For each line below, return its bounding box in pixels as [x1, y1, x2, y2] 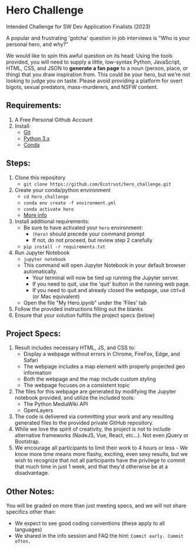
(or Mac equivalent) [32, 293, 80, 300]
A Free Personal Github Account [14, 116, 93, 123]
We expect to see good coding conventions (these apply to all [14, 520, 165, 527]
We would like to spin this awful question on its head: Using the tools [6, 52, 172, 59]
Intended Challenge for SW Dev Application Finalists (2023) [6, 23, 151, 30]
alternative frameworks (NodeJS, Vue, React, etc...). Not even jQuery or [14, 432, 189, 439]
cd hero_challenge [23, 194, 69, 200]
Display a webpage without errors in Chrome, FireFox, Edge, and [23, 350, 181, 358]
